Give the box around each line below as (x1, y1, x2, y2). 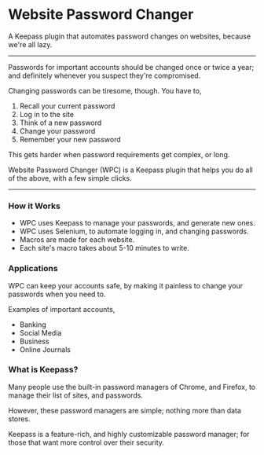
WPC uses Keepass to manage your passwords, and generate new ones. (19, 218, 255, 228)
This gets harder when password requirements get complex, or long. (8, 149, 230, 159)
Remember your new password (19, 134, 122, 144)
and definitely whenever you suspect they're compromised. (8, 71, 201, 80)
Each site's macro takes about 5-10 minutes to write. (19, 244, 190, 253)
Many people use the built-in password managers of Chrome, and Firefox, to (8, 382, 256, 391)
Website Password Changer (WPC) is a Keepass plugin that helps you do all (8, 165, 253, 174)
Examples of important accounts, (8, 304, 115, 314)
